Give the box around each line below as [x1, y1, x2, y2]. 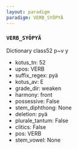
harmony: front [15, 91, 53, 98]
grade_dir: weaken [15, 85, 62, 92]
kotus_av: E [15, 78, 44, 85]
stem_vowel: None [15, 136, 61, 144]
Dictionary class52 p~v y [6, 47, 68, 54]
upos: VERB [15, 65, 45, 72]
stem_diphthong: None [15, 104, 72, 111]
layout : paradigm [6, 9, 50, 15]
